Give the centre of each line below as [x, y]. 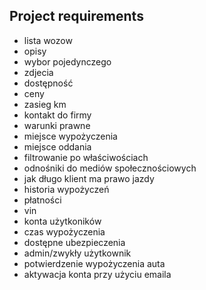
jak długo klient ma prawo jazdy [89, 178]
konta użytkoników [62, 221]
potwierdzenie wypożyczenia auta [94, 263]
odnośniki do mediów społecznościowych [110, 168]
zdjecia [38, 72]
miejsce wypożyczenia [70, 136]
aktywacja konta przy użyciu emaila [97, 274]
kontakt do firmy [57, 115]
